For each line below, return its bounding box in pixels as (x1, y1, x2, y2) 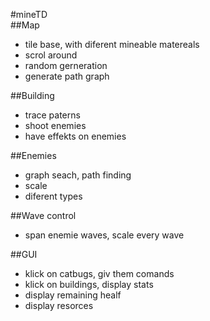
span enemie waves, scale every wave (24, 229, 185, 241)
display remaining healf (24, 289, 122, 301)
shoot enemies (24, 120, 87, 131)
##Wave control (10, 210, 77, 221)
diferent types (24, 190, 83, 202)
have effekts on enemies (24, 130, 127, 142)
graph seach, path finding (24, 169, 132, 181)
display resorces (24, 300, 94, 311)
